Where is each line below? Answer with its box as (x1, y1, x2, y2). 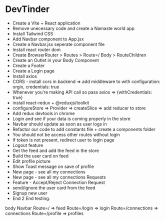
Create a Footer (12, 62, 45, 68)
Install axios (12, 73, 37, 79)
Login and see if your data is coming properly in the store (12, 115, 131, 121)
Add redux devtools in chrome (12, 110, 75, 116)
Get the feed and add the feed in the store (12, 147, 99, 153)
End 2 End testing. (12, 195, 50, 201)
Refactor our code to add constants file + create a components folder (12, 126, 156, 132)
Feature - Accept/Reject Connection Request (12, 179, 105, 185)
